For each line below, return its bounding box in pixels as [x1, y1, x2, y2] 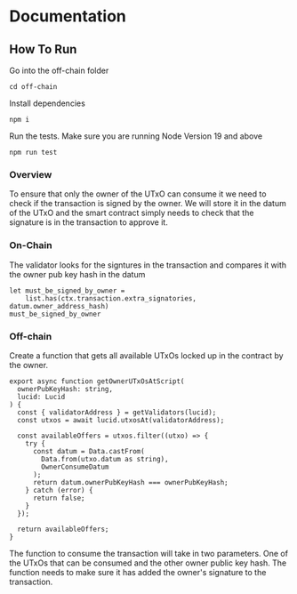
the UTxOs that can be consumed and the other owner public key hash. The [9, 558, 287, 568]
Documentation [9, 6, 127, 27]
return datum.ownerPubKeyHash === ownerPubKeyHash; [32, 478, 229, 486]
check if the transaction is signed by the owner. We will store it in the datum [9, 198, 286, 209]
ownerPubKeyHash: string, [17, 384, 114, 393]
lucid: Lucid [17, 392, 66, 401]
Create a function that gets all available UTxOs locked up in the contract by [9, 349, 284, 361]
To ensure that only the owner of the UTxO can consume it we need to [9, 189, 267, 199]
